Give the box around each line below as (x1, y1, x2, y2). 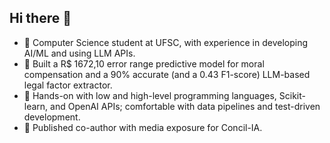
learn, (23, 100, 49, 112)
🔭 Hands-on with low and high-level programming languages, (23, 89, 277, 101)
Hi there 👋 (9, 10, 72, 27)
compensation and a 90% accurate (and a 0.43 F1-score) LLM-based (23, 68, 311, 80)
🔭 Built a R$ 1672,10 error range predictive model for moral (23, 57, 265, 70)
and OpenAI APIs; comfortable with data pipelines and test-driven (50, 100, 321, 112)
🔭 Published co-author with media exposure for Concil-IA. (23, 121, 263, 133)
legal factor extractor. (23, 79, 113, 91)
